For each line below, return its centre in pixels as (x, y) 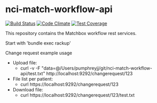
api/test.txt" (33, 73)
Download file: (28, 89)
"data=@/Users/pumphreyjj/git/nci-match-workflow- (97, 68)
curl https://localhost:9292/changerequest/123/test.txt (77, 95)
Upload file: (25, 62)
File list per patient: (33, 79)
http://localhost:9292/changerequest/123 (89, 73)
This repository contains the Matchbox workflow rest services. (71, 33)
